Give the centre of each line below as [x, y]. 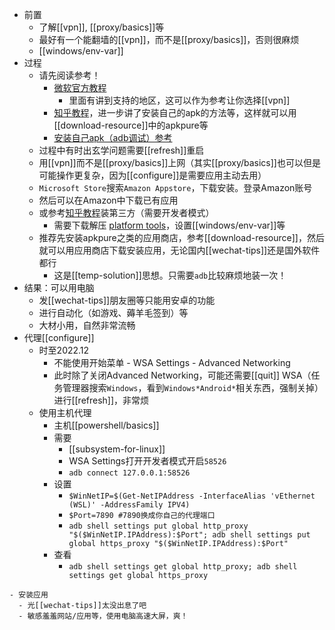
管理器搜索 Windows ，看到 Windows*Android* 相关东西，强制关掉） [193, 387]
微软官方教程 [80, 87]
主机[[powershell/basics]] [106, 425]
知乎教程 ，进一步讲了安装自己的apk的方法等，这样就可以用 [175, 112]
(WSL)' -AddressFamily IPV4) [129, 505]
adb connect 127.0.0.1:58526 [129, 473]
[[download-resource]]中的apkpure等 [131, 125]
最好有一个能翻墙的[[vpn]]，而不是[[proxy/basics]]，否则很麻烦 [169, 39]
